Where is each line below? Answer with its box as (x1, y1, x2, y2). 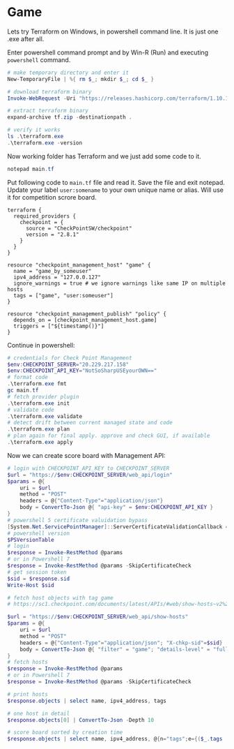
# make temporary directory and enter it (7, 69, 130, 76)
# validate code (7, 406, 54, 413)
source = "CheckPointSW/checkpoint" (25, 225, 132, 232)
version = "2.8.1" (25, 231, 79, 238)
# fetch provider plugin (7, 393, 79, 400)
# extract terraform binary (7, 107, 89, 114)
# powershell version (7, 530, 70, 537)
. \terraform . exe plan (7, 426, 70, 433)
